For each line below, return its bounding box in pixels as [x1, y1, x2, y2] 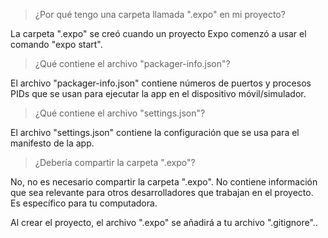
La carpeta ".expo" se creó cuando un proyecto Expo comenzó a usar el [10, 28, 307, 39]
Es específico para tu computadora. [10, 197, 158, 209]
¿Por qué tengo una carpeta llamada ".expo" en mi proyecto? [34, 9, 286, 20]
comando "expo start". [10, 39, 103, 50]
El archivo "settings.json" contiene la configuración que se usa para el [10, 127, 300, 138]
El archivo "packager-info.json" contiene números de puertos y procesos [10, 77, 312, 89]
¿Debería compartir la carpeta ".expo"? [34, 157, 196, 168]
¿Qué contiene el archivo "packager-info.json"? [34, 58, 231, 69]
